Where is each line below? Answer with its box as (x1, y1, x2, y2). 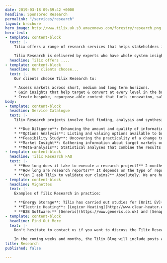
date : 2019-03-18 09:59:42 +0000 (5, 7, 75, 12)
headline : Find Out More (9, 218, 61, 223)
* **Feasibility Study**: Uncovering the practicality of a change (14, 135, 157, 140)
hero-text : (5, 30, 28, 35)
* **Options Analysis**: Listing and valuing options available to (14, 131, 157, 136)
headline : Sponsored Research (5, 12, 68, 17)
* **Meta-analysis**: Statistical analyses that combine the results (14, 145, 162, 150)
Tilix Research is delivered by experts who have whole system (14, 53, 148, 58)
